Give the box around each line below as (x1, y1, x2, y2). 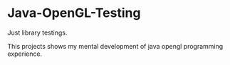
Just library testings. (7, 28, 68, 37)
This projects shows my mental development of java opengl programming (7, 42, 224, 50)
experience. (7, 49, 43, 58)
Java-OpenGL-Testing (7, 5, 141, 21)
